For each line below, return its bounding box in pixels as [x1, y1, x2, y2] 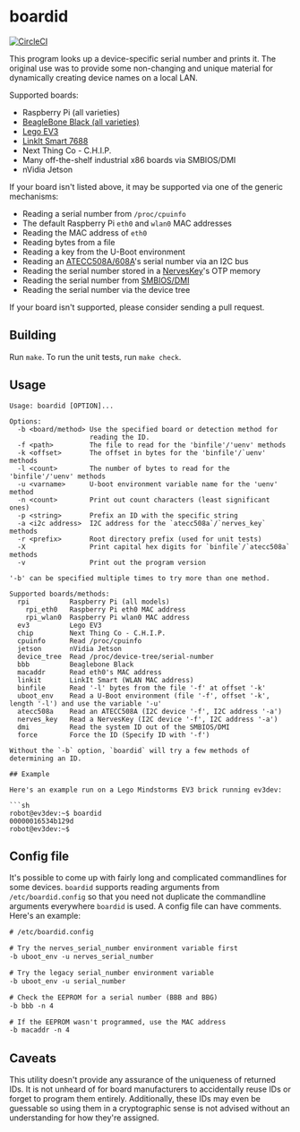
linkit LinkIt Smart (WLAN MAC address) [17, 675, 194, 684]
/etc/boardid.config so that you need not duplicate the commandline [9, 891, 266, 902]
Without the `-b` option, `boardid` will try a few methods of [9, 746, 251, 755]
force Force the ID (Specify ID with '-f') [17, 730, 210, 740]
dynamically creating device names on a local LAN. [9, 72, 199, 82]
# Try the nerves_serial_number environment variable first [9, 944, 239, 953]
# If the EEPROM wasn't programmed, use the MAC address [9, 1017, 227, 1026]
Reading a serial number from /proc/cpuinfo [21, 208, 186, 219]
